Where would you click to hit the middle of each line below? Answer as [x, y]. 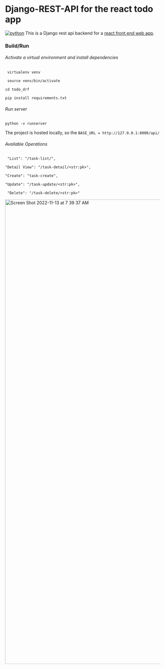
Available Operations [26, 144]
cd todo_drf [17, 89]
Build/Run [17, 46]
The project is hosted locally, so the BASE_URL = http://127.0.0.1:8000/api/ [82, 133]
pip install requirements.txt [36, 98]
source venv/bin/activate [34, 81]
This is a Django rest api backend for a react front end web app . [90, 33]
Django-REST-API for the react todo [79, 9]
